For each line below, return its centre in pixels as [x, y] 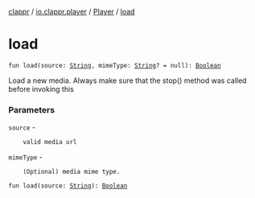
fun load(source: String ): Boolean [68, 186]
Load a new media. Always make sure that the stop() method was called [127, 80]
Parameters [31, 109]
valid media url [50, 142]
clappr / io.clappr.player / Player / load [72, 12]
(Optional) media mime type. [72, 172]
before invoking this [41, 89]
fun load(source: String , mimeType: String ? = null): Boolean [115, 65]
